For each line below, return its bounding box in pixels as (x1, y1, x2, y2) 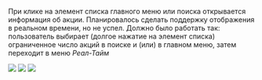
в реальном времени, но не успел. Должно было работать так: (8, 24, 220, 32)
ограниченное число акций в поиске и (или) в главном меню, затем (8, 40, 237, 49)
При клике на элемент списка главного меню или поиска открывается (8, 7, 246, 16)
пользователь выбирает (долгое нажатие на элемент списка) (8, 31, 216, 41)
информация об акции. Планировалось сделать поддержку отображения (8, 15, 255, 24)
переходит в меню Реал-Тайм (8, 49, 110, 57)
